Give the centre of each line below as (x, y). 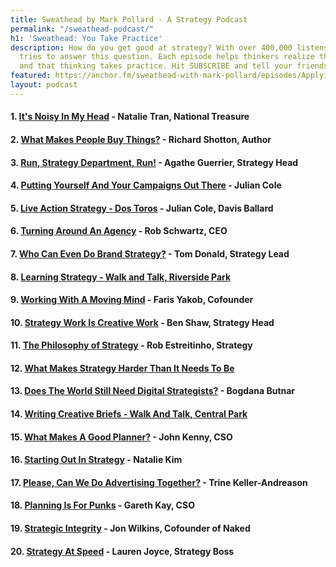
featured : (31, 76)
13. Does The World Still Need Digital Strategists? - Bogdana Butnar (153, 391)
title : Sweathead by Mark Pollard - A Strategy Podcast (129, 19)
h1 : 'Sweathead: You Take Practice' (86, 38)
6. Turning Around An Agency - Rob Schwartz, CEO (119, 231)
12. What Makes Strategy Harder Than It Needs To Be (122, 368)
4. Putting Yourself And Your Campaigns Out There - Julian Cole (146, 185)
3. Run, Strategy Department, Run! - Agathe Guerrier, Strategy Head (154, 162)
